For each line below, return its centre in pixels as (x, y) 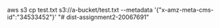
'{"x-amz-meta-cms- (184, 10)
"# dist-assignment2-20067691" (103, 17)
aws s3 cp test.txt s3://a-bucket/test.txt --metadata (80, 10)
